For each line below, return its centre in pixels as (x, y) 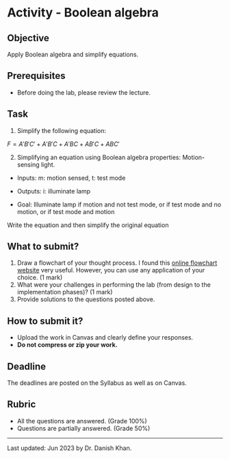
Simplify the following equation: (62, 130)
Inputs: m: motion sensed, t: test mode (71, 178)
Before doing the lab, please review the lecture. (84, 92)
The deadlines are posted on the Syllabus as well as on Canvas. (97, 383)
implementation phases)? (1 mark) (65, 292)
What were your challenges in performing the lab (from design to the (114, 285)
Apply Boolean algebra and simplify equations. (73, 54)
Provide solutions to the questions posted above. (86, 299)
